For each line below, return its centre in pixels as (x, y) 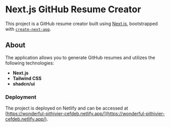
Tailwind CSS (27, 78)
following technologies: (30, 63)
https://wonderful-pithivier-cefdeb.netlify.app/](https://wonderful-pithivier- (86, 114)
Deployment (21, 97)
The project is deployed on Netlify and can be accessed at (67, 108)
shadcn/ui (24, 83)
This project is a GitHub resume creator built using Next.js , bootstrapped (82, 24)
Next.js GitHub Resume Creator (73, 9)
